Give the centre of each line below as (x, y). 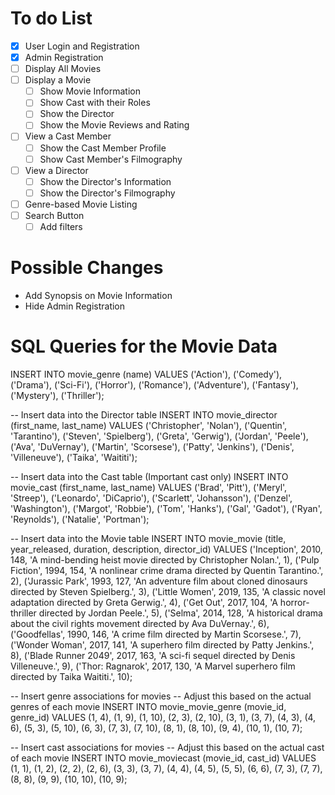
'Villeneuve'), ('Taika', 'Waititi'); (74, 457)
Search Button (54, 215)
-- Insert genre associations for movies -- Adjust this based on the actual (161, 696)
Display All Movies (63, 69)
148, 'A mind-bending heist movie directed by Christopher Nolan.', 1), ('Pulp (165, 559)
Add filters (61, 226)
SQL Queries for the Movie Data (144, 346)
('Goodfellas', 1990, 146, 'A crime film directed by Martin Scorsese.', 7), (156, 634)
